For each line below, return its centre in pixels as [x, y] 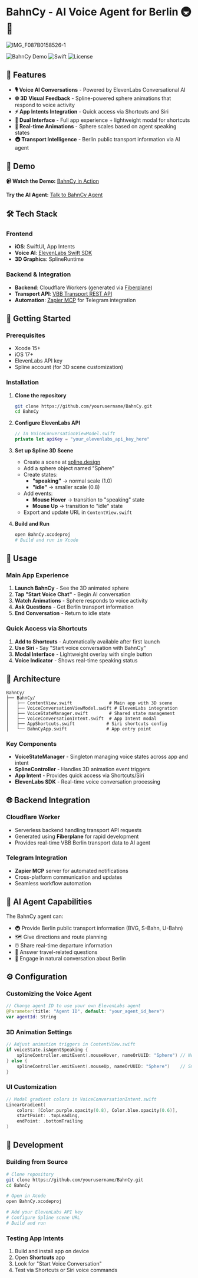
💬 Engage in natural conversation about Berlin [70, 958]
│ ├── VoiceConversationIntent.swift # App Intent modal [82, 719]
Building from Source [37, 1162]
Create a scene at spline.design [62, 462]
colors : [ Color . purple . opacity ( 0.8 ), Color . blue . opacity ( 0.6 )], [97, 1110]
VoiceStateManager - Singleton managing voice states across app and [101, 756]
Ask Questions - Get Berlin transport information [74, 607]
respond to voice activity [45, 105]
